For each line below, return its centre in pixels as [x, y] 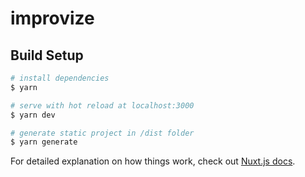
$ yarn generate [44, 142]
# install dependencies [60, 78]
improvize [52, 18]
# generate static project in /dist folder [102, 133]
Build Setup [47, 55]
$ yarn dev [33, 115]
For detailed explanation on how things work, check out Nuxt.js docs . [153, 161]
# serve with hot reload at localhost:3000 [102, 105]
